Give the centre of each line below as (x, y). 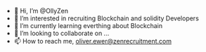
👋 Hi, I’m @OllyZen (41, 11)
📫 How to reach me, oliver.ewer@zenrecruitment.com (93, 41)
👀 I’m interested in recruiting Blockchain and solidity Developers (106, 18)
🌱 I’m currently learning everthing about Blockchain (88, 26)
